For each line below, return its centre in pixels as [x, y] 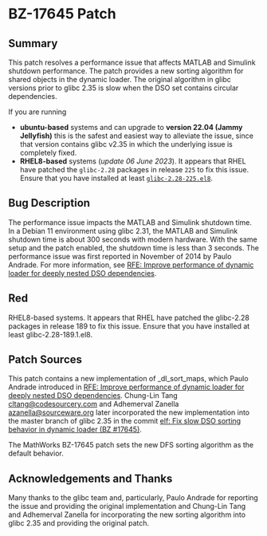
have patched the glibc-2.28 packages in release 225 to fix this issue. [134, 169]
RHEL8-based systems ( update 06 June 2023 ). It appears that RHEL [133, 161]
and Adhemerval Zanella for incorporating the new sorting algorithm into [127, 514]
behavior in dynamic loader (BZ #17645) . [75, 430]
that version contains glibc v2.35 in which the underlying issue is [126, 144]
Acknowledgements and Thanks [90, 478]
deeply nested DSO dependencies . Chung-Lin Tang [93, 396]
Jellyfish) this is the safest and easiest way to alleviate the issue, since [136, 136]
